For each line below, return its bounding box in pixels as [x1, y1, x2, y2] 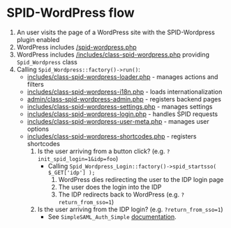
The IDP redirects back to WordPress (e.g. [58, 190, 179, 199]
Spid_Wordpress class [16, 57, 77, 66]
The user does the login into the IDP [58, 183, 162, 191]
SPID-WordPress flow [6, 5, 135, 21]
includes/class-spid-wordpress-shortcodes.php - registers [27, 131, 197, 141]
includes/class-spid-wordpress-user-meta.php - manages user [27, 117, 210, 125]
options [27, 124, 50, 133]
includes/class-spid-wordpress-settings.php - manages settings [27, 102, 213, 111]
